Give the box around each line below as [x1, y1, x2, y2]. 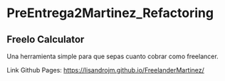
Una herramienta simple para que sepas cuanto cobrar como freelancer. [6, 52, 219, 60]
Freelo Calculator [6, 33, 85, 45]
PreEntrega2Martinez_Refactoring [6, 5, 214, 21]
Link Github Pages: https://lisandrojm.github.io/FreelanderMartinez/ [6, 66, 204, 74]
